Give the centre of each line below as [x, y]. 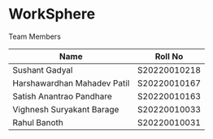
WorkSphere [52, 14]
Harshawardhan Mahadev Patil [71, 83]
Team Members [35, 36]
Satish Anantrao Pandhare [62, 96]
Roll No [169, 56]
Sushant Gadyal [43, 69]
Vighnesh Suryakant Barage [66, 109]
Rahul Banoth [38, 122]
